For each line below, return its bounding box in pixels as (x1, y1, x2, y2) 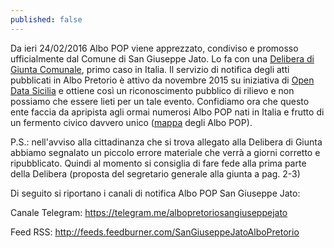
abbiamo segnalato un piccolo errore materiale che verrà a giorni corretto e (10, 146, 321, 158)
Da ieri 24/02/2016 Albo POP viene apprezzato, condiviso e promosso (10, 42, 299, 54)
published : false (10, 14, 83, 25)
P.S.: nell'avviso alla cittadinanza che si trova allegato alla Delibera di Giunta (10, 136, 323, 148)
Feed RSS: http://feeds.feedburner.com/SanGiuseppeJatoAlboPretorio (10, 226, 300, 238)
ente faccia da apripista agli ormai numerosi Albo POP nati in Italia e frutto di (10, 106, 325, 118)
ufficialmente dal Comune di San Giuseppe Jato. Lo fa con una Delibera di (10, 52, 315, 65)
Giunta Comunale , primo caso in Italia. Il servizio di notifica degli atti (10, 63, 290, 75)
